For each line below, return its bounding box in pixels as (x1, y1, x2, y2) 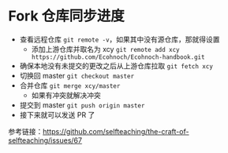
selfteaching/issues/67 (8, 135, 83, 145)
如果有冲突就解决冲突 (31, 90, 101, 100)
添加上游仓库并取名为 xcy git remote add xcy (31, 44, 180, 53)
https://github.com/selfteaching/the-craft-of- (43, 126, 189, 136)
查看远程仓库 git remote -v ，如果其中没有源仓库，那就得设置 (19, 35, 220, 44)
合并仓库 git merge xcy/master (19, 80, 121, 90)
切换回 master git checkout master (19, 71, 135, 80)
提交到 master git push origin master (19, 100, 145, 110)
